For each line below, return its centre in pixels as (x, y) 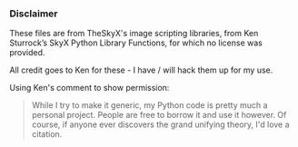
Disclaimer (34, 14)
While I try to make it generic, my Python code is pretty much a (149, 105)
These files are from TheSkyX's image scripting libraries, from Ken (134, 34)
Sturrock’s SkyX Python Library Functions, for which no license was (136, 43)
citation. (47, 134)
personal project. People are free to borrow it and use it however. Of (159, 115)
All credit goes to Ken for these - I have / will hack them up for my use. (141, 70)
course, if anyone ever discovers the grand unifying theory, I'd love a (160, 124)
